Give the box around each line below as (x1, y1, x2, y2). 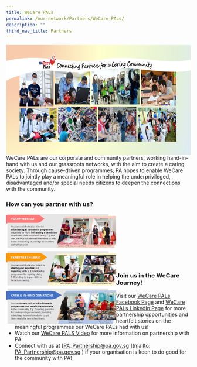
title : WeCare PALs (6, 9, 54, 15)
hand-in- (167, 155, 189, 162)
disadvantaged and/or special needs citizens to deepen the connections (6, 179, 181, 187)
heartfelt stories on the (116, 317, 171, 324)
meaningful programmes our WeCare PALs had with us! (14, 323, 149, 330)
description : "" (6, 22, 46, 28)
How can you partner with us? (6, 200, 94, 208)
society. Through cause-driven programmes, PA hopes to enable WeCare (6, 167, 184, 174)
